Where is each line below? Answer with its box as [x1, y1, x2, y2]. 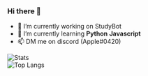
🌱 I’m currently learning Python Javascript [17, 29, 141, 38]
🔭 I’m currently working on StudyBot [17, 22, 122, 31]
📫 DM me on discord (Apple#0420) [17, 38, 121, 46]
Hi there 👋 [7, 6, 42, 16]
